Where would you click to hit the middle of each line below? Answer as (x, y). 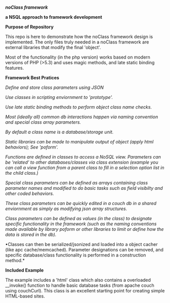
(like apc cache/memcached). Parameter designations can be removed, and (84, 250)
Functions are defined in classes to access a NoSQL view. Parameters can (83, 157)
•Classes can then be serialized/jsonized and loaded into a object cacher (81, 244)
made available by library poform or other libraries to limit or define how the (84, 229)
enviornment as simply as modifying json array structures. (66, 209)
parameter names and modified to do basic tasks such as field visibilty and (84, 188)
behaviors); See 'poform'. (32, 147)
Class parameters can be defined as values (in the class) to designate (79, 218)
